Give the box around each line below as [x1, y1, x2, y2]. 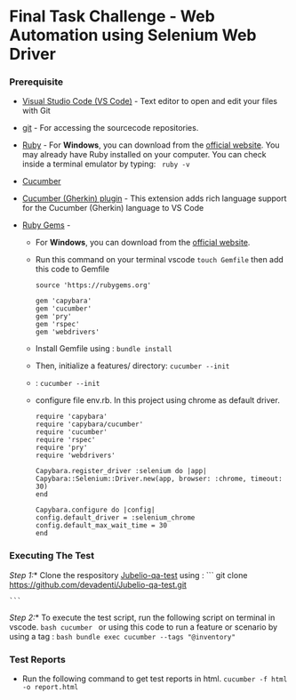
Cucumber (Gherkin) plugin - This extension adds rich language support [21, 193, 287, 204]
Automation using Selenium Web [9, 25, 257, 45]
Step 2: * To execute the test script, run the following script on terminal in [9, 612, 276, 623]
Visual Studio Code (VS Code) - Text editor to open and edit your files [21, 96, 278, 107]
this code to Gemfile [35, 264, 110, 275]
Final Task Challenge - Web [9, 6, 215, 27]
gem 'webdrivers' [35, 327, 100, 337]
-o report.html [21, 683, 79, 692]
